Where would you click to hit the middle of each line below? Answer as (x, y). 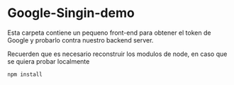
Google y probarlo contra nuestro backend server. (80, 40)
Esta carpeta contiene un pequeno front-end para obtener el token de (109, 33)
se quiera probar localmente (49, 61)
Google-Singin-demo (71, 13)
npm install (25, 74)
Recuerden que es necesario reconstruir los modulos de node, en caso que (117, 54)
